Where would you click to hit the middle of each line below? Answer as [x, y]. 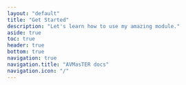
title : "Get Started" [38, 20]
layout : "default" [33, 13]
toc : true [21, 39]
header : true [26, 45]
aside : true [24, 33]
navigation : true [32, 58]
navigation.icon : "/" [38, 71]
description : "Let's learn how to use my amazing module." [94, 26]
